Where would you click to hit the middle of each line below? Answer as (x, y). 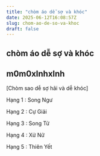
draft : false (23, 29)
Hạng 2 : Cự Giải (27, 112)
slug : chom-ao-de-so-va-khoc (43, 23)
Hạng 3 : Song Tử (28, 123)
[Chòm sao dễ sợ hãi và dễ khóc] (47, 88)
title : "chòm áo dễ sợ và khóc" (47, 12)
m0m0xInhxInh (36, 74)
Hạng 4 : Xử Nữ (26, 135)
